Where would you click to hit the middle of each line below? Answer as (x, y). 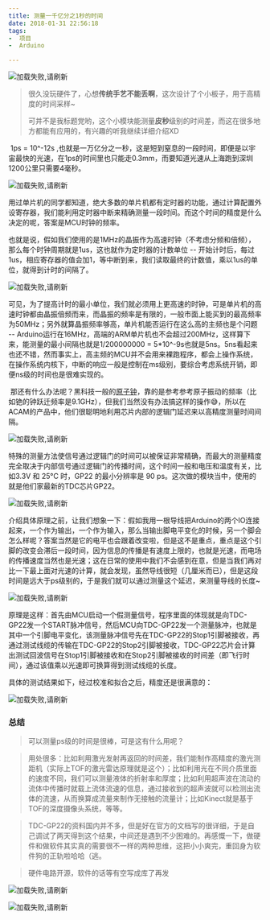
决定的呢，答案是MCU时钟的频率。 (66, 223)
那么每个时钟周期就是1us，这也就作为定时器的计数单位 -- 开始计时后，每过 (132, 250)
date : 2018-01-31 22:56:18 (53, 23)
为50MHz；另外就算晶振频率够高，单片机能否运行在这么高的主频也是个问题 (133, 324)
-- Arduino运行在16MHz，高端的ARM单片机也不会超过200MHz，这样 (123, 334)
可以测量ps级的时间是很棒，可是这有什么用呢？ (106, 741)
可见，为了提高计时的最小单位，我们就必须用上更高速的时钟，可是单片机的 (131, 304)
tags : (17, 31)
